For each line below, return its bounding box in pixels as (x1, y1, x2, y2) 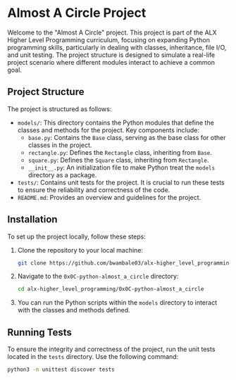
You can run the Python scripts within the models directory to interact (17, 298, 217, 307)
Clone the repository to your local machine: (17, 246, 143, 254)
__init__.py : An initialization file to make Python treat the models (27, 163, 216, 172)
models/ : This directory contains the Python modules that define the (17, 118, 215, 127)
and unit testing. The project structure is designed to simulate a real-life (7, 51, 216, 59)
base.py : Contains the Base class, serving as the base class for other (27, 133, 226, 141)
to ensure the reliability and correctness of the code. (17, 185, 170, 194)
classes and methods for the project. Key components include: (17, 125, 199, 134)
